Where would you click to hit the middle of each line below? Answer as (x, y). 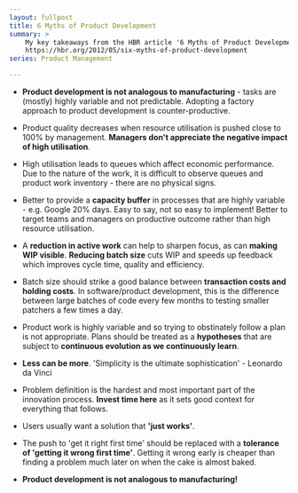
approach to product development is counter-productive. (126, 111)
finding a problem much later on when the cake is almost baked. (139, 462)
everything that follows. (65, 409)
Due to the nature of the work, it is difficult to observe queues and (142, 173)
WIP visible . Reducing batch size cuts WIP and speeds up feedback (147, 255)
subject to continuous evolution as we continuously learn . (130, 346)
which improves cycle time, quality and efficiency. (113, 264)
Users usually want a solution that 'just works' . (108, 426)
